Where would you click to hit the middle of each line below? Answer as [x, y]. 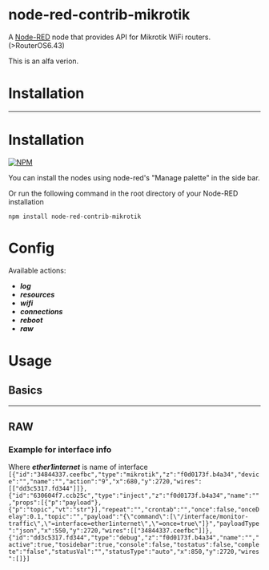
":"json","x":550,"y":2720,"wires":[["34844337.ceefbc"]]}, [111, 531]
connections [41, 311]
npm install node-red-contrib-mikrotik [75, 216]
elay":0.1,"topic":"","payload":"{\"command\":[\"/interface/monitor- [128, 517]
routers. [198, 37]
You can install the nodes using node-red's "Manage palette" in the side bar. [134, 177]
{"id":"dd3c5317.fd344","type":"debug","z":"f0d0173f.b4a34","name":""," [134, 538]
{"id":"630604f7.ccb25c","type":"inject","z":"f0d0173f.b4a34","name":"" [134, 496]
